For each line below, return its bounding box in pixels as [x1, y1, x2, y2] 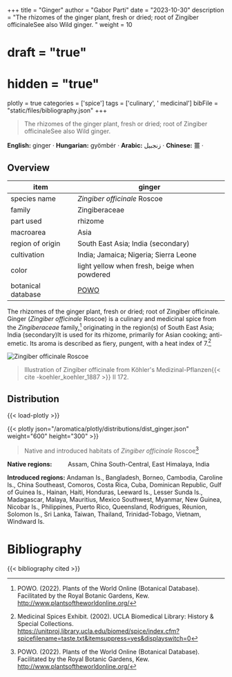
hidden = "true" [7, 76, 99, 92]
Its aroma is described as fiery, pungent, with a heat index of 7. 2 [30, 337, 212, 347]
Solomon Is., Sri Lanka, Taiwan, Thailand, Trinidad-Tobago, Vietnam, [7, 510, 202, 518]
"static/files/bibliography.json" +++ [7, 106, 108, 115]
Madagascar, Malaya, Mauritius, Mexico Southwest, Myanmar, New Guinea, [7, 495, 222, 503]
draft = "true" [7, 45, 87, 61]
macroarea [10, 227, 46, 237]
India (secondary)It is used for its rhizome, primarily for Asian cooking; [7, 331, 208, 339]
